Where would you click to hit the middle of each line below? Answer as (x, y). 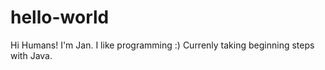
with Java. (31, 55)
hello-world (60, 17)
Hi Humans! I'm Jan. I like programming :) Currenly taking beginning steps (162, 45)
